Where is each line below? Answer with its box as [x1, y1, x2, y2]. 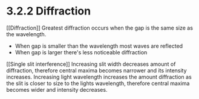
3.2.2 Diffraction [6, 4, 91, 18]
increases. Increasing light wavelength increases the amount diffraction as [6, 73, 192, 80]
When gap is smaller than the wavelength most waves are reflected [15, 42, 183, 49]
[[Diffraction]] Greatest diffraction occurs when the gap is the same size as [6, 24, 194, 31]
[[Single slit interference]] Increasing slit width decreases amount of [6, 60, 176, 68]
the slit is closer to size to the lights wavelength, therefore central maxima [6, 80, 190, 87]
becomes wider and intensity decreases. [6, 86, 108, 93]
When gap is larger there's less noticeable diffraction [15, 48, 148, 56]
